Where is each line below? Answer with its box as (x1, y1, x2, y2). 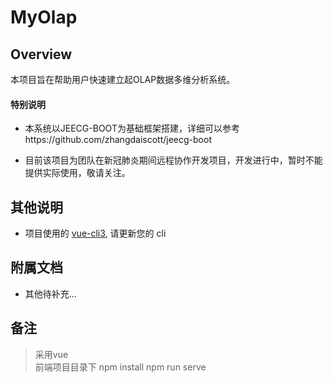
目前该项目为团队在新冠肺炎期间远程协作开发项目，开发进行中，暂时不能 (24, 154, 323, 166)
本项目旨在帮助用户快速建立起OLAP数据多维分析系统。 (10, 74, 236, 85)
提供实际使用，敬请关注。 (24, 167, 131, 179)
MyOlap (10, 6, 78, 29)
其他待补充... (24, 287, 77, 300)
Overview (10, 46, 73, 63)
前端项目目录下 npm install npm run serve (34, 361, 207, 373)
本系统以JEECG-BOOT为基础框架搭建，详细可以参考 (24, 122, 240, 135)
